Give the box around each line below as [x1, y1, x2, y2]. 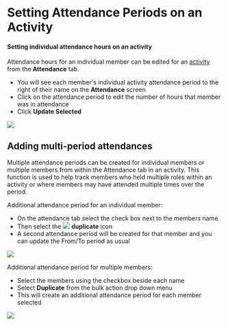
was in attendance [16, 100, 70, 108]
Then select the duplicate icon [16, 222, 113, 231]
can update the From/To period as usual [16, 237, 130, 245]
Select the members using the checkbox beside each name [16, 277, 185, 285]
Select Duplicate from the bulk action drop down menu [16, 283, 173, 292]
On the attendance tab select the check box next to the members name [16, 214, 218, 222]
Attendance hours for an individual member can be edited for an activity [7, 58, 210, 66]
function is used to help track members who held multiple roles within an [7, 173, 212, 181]
